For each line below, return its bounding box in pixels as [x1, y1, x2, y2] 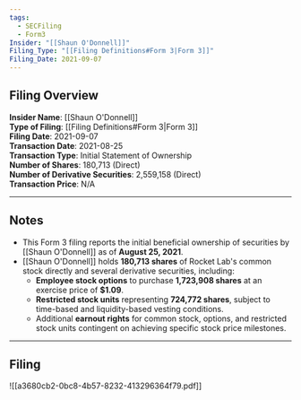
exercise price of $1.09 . [35, 284, 124, 295]
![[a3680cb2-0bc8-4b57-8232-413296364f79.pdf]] [9, 380, 202, 391]
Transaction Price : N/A [9, 178, 96, 189]
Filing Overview [9, 88, 99, 103]
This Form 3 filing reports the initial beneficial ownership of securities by [21, 237, 289, 248]
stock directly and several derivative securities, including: [21, 265, 235, 276]
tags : [9, 13, 30, 22]
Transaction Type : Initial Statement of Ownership [9, 150, 193, 161]
